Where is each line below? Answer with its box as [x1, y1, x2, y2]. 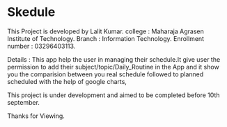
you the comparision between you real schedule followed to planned [7, 70, 204, 78]
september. [7, 98, 40, 106]
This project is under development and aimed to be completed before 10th [7, 91, 220, 99]
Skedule [7, 4, 56, 20]
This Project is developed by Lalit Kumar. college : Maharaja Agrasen [7, 27, 204, 35]
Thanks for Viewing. [7, 112, 65, 120]
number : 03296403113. [7, 42, 76, 50]
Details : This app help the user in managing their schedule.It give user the [7, 55, 221, 63]
